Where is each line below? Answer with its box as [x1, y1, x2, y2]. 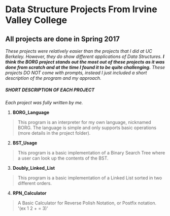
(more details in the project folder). [17, 130, 91, 136]
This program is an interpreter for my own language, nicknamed [17, 119, 151, 125]
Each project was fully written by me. [5, 99, 83, 105]
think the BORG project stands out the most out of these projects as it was [5, 59, 165, 65]
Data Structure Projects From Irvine [5, 4, 157, 15]
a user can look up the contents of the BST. [17, 155, 109, 161]
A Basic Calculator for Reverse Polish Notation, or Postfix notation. [17, 200, 156, 206]
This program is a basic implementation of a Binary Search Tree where [17, 149, 165, 156]
